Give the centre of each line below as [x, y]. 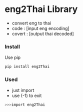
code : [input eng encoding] [40, 28]
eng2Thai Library [41, 9]
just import [23, 90]
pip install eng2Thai [27, 67]
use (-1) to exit [27, 95]
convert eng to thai [31, 23]
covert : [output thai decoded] [43, 33]
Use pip [13, 57]
